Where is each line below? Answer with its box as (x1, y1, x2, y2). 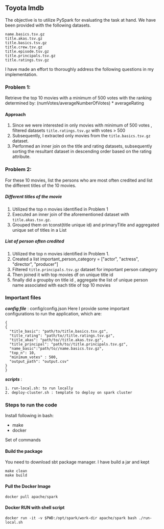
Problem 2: (5, 166, 32, 173)
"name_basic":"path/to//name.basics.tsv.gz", (9, 346, 104, 351)
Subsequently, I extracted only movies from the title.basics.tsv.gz (12, 133, 151, 139)
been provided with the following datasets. (5, 22, 92, 28)
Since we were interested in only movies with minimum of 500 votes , (12, 123, 153, 128)
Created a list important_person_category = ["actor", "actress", (12, 256, 139, 262)
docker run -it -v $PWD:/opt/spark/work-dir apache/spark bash (5, 515, 137, 521)
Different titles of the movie (5, 194, 62, 200)
